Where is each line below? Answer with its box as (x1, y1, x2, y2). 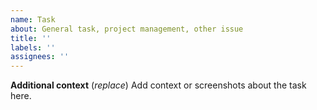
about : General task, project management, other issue (10, 24, 244, 34)
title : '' (10, 33, 52, 43)
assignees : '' (10, 52, 70, 62)
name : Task (10, 14, 56, 25)
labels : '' (10, 42, 56, 53)
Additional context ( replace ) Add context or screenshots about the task (10, 79, 307, 91)
